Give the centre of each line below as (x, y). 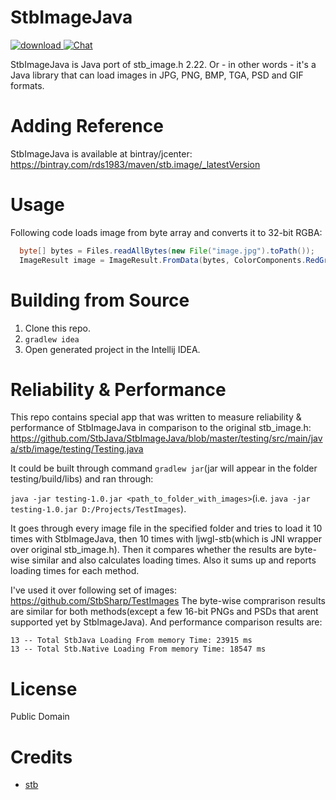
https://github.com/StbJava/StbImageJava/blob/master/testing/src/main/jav (166, 438)
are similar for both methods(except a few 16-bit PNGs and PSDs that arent (164, 612)
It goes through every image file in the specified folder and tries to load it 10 (166, 528)
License (44, 688)
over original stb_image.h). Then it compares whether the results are (151, 550)
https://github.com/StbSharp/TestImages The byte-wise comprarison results (168, 601)
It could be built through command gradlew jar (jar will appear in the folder (164, 468)
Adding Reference (87, 126)
